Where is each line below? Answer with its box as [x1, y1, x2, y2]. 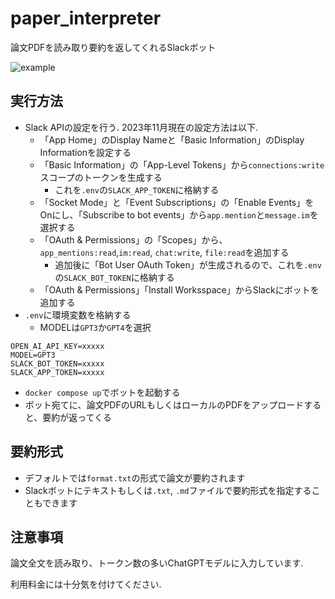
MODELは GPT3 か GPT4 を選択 [39, 321, 152, 333]
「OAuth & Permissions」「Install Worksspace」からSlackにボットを [39, 283, 320, 296]
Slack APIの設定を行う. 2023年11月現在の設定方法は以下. [24, 121, 258, 133]
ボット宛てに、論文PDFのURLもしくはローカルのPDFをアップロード [24, 398, 305, 411]
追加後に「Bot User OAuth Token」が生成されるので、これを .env [54, 258, 322, 271]
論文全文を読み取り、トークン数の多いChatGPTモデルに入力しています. [10, 557, 304, 569]
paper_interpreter [10, 7, 162, 30]
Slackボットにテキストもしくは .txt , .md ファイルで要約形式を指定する [24, 484, 312, 496]
